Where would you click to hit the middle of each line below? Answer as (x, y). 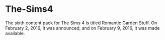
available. (15, 33)
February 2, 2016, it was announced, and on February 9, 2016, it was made (82, 28)
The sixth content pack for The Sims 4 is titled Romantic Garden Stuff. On (81, 23)
